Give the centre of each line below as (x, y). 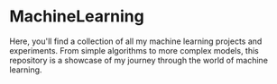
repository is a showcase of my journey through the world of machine (139, 60)
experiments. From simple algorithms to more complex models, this (134, 50)
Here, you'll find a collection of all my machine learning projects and (136, 41)
